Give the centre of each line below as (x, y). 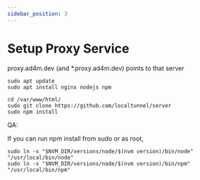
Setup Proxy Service (68, 48)
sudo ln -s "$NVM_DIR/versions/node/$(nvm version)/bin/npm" (99, 163)
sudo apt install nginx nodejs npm (60, 87)
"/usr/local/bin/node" (40, 157)
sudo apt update (31, 81)
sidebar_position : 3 (38, 14)
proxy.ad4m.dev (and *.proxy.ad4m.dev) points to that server (96, 68)
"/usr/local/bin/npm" (39, 169)
